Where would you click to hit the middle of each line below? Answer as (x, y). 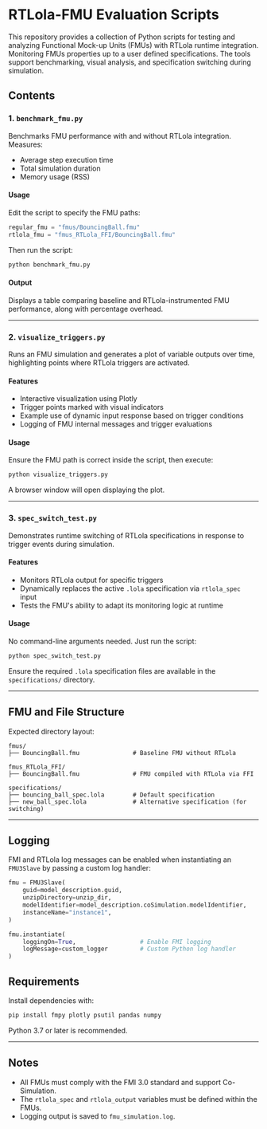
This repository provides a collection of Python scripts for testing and (122, 37)
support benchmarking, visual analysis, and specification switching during (130, 62)
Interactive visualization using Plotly (78, 399)
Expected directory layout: (52, 731)
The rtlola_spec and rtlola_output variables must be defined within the (139, 1099)
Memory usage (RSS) (54, 176)
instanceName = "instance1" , (67, 912)
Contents (32, 96)
